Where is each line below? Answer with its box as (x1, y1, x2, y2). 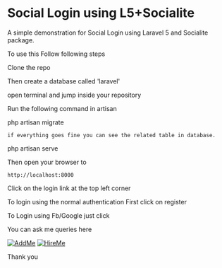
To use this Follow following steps (7, 49, 106, 58)
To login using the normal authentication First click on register (7, 197, 187, 206)
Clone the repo (7, 63, 51, 71)
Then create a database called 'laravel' (7, 76, 121, 86)
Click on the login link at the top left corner (7, 184, 131, 192)
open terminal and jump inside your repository (7, 91, 142, 99)
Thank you (7, 252, 39, 261)
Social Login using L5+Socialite (7, 5, 195, 21)
